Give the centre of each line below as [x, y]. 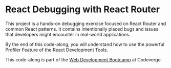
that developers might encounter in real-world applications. [68, 34]
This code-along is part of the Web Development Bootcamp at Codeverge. [84, 59]
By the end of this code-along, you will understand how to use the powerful [85, 44]
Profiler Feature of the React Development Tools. [57, 50]
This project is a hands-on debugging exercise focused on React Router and [86, 24]
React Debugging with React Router [83, 9]
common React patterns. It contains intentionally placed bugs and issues [82, 29]
